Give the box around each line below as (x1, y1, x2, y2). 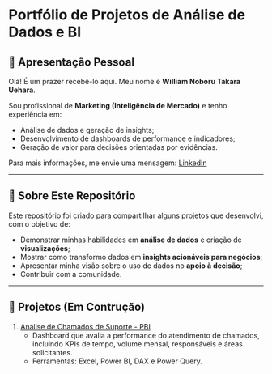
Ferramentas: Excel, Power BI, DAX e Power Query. (32, 356, 202, 366)
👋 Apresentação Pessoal (8, 55, 135, 69)
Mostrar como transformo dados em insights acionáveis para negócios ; (19, 252, 263, 261)
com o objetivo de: (8, 219, 71, 228)
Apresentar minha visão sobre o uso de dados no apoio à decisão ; (19, 261, 243, 270)
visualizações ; (19, 243, 70, 253)
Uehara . (8, 85, 36, 95)
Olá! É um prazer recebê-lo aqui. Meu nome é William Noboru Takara (8, 77, 241, 86)
